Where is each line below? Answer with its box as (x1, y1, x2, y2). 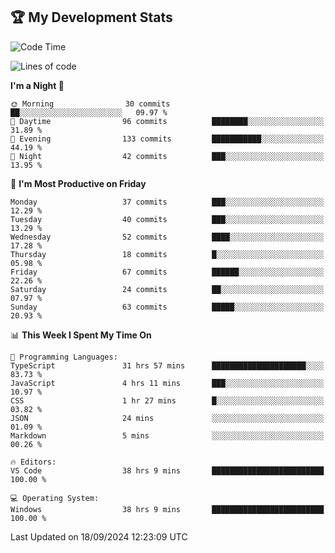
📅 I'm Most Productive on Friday (10, 177, 147, 189)
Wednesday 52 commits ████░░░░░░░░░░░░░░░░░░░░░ (10, 232, 325, 242)
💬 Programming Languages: (10, 352, 118, 362)
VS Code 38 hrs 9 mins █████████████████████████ (10, 465, 325, 476)
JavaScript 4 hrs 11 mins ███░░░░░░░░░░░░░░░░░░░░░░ (10, 378, 325, 388)
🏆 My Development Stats (10, 9, 173, 26)
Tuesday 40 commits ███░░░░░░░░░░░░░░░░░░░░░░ (10, 214, 325, 224)
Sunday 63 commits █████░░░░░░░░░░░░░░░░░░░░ (10, 302, 325, 312)
